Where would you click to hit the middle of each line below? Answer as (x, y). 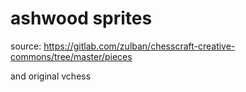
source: (26, 46)
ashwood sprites (81, 18)
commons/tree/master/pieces (71, 56)
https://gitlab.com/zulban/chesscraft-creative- (139, 46)
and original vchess (51, 76)
